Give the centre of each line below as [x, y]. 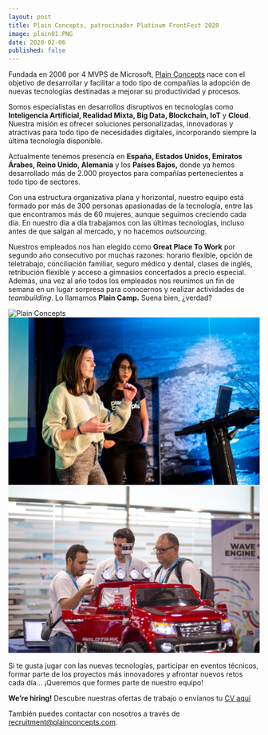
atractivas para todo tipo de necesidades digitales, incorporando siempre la [132, 133]
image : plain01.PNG [41, 34]
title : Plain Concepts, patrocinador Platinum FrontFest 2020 [114, 25]
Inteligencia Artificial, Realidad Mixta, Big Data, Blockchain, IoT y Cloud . [130, 115]
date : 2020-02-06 [37, 42]
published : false [37, 51]
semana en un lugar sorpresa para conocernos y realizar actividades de [126, 290]
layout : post [30, 17]
